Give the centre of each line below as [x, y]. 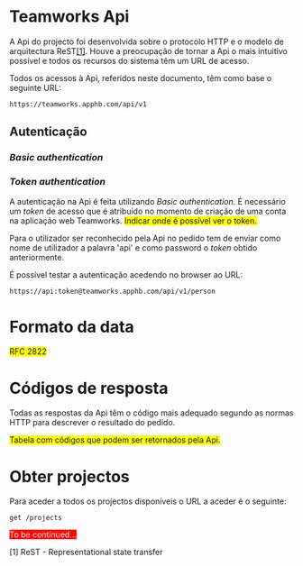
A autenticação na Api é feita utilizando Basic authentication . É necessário [147, 201]
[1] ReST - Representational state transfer [86, 552]
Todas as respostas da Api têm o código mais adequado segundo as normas [151, 413]
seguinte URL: [35, 87]
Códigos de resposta [89, 388]
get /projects [36, 518]
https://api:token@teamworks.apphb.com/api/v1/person [113, 291]
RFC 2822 [28, 351]
